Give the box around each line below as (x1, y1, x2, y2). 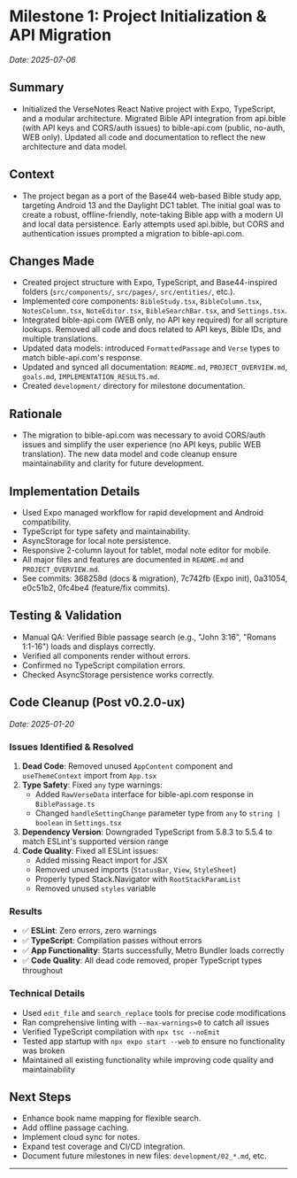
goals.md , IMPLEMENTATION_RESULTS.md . (21, 371, 161, 382)
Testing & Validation (9, 608, 122, 624)
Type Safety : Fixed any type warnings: (21, 779, 164, 790)
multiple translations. (21, 334, 99, 345)
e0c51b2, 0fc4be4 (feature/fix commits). (21, 583, 171, 593)
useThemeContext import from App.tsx (21, 770, 157, 780)
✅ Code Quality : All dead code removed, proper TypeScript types (21, 955, 263, 966)
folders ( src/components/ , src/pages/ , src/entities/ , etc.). (21, 286, 236, 298)
